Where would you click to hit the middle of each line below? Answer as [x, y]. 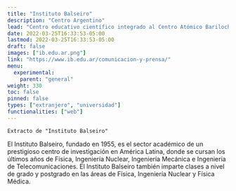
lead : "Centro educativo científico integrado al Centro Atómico [105, 27]
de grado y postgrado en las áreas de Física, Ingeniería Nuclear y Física [111, 173]
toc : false [23, 92]
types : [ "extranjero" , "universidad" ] [64, 105]
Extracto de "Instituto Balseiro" [58, 131]
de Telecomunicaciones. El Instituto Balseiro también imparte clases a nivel [116, 166]
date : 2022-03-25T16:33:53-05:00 [56, 33]
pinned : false [28, 99]
